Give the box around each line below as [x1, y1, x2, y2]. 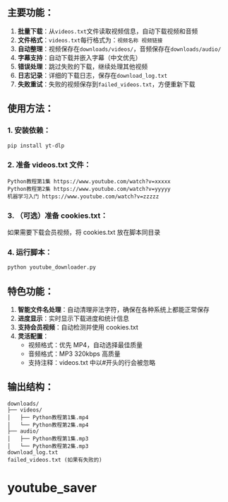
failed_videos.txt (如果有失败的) [7, 456, 102, 463]
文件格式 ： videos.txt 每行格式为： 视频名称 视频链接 [17, 35, 163, 44]
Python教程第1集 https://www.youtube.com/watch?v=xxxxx [7, 177, 171, 185]
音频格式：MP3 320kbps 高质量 [28, 349, 121, 358]
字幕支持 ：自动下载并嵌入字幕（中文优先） [17, 53, 142, 62]
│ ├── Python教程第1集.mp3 [7, 435, 89, 442]
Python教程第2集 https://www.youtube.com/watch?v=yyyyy [7, 185, 171, 192]
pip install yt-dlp [7, 142, 65, 149]
